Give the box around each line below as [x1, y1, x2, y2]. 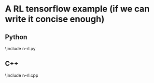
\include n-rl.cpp [5, 72, 39, 78]
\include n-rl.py [5, 46, 36, 51]
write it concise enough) [5, 14, 105, 25]
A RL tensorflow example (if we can [5, 3, 150, 14]
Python [5, 33, 28, 41]
